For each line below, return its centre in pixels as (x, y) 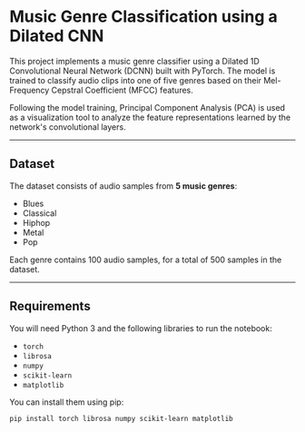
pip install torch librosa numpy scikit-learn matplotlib (121, 418)
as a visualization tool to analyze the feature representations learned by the (150, 117)
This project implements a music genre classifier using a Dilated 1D (135, 61)
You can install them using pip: (67, 402)
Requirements (50, 306)
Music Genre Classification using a (144, 17)
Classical (39, 213)
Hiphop (36, 222)
